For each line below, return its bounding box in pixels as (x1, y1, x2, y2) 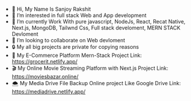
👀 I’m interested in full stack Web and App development (11, 12, 147, 19)
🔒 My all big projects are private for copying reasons (11, 43, 139, 50)
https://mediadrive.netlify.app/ (11, 88, 86, 95)
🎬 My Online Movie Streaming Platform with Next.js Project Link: (11, 65, 169, 72)
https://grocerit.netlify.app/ (11, 58, 78, 65)
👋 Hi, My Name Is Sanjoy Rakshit (11, 6, 91, 12)
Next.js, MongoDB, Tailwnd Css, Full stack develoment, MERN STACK (11, 24, 181, 31)
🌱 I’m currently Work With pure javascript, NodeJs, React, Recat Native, (11, 18, 186, 25)
